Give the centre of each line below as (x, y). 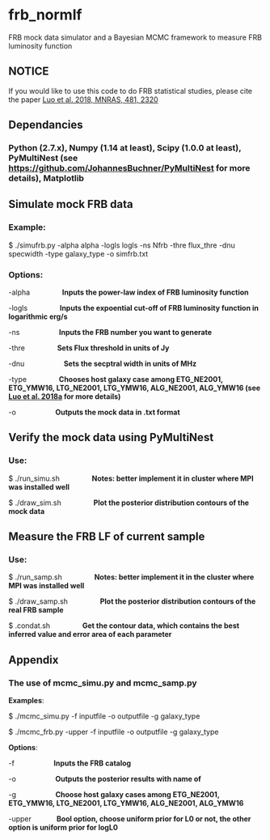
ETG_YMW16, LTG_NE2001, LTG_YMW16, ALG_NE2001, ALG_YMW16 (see (135, 388)
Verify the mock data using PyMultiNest (111, 437)
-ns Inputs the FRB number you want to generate (110, 333)
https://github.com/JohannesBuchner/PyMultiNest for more (129, 168)
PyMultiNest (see (43, 158)
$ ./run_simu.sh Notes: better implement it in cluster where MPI (131, 478)
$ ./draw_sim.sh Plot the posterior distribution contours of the (129, 503)
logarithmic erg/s (38, 316)
